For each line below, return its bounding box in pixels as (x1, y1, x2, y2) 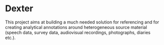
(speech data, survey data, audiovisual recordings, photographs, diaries (5, 29, 151, 35)
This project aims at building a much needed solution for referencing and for (5, 19, 160, 25)
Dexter (5, 3, 33, 14)
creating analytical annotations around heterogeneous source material (5, 24, 147, 30)
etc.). (5, 35, 16, 41)
